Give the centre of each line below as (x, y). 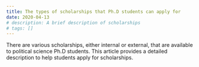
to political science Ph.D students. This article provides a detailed (87, 52)
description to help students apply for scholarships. (70, 58)
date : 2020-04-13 (28, 17)
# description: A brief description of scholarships (73, 23)
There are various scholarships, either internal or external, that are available (99, 45)
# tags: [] (20, 28)
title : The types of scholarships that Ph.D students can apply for (94, 12)
